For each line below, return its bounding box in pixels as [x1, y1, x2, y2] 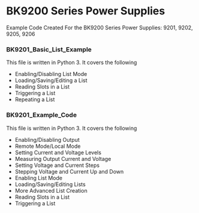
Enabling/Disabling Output [14, 136, 80, 143]
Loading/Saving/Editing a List [14, 77, 88, 84]
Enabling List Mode [14, 174, 63, 181]
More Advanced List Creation [14, 187, 88, 194]
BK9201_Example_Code [6, 111, 77, 119]
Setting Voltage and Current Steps [14, 162, 100, 169]
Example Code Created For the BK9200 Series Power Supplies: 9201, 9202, [6, 24, 193, 31]
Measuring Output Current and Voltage [14, 155, 111, 162]
